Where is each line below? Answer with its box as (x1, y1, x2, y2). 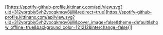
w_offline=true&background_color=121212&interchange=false (5, 24, 128, 30)
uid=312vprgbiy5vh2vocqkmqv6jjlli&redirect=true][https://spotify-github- (5, 9, 152, 15)
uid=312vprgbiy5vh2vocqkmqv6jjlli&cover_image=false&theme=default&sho (5, 19, 159, 25)
